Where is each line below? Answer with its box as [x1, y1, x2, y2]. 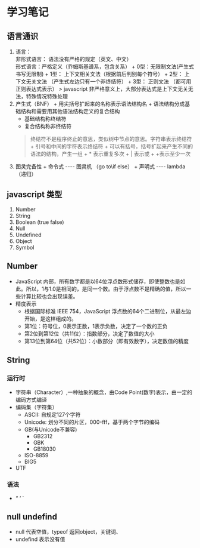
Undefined [15, 231, 42, 238]
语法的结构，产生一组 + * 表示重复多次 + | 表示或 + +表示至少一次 [30, 150, 191, 157]
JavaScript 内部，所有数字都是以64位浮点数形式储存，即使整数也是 [15, 278, 180, 285]
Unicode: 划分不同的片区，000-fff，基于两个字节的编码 [24, 418, 160, 426]
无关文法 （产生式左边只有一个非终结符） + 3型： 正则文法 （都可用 [26, 78, 192, 85]
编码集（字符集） [15, 404, 58, 411]
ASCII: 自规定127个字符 [24, 411, 81, 418]
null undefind [7, 512, 57, 522]
